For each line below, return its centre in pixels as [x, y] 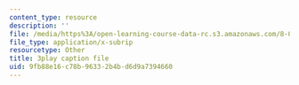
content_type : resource [53, 17]
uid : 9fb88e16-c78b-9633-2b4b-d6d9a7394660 [91, 67]
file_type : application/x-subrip [71, 42]
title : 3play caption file [59, 58]
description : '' [39, 26]
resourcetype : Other [48, 50]
